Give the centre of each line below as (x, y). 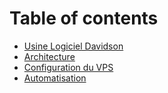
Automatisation (55, 78)
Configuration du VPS (68, 67)
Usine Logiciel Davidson (73, 46)
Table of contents (84, 18)
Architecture (49, 56)
